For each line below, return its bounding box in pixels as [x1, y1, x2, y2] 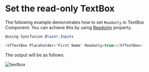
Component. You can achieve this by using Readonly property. [5, 24, 132, 30]
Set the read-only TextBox [5, 3, 115, 14]
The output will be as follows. [5, 52, 65, 58]
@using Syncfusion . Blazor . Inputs [5, 34, 74, 39]
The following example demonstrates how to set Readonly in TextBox [5, 19, 145, 25]
